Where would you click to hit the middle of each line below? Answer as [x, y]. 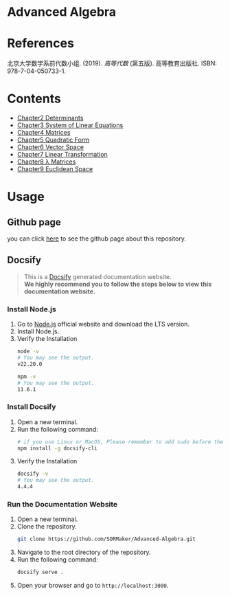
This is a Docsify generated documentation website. [97, 276]
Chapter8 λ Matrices [46, 162]
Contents [34, 99]
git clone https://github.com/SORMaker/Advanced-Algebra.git [106, 539]
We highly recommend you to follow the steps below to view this [118, 284]
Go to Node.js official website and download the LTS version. [103, 324]
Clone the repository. [47, 527]
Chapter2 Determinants [50, 118]
